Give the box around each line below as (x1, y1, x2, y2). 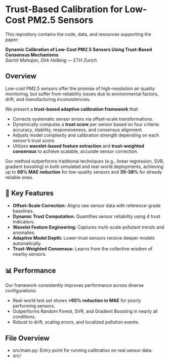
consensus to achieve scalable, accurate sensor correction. (12, 148, 138, 154)
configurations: (5, 288, 37, 294)
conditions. (12, 314, 36, 320)
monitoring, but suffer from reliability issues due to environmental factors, (5, 90, 159, 97)
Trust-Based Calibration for (5, 4, 123, 15)
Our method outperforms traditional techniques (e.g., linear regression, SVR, (5, 158, 164, 164)
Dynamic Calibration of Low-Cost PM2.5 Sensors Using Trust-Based (5, 46, 152, 52)
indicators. (12, 218, 35, 224)
